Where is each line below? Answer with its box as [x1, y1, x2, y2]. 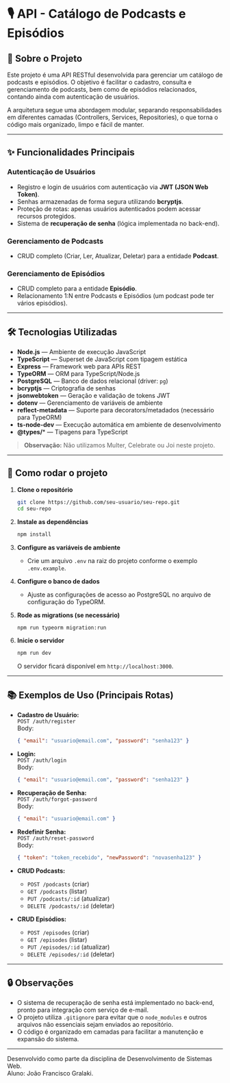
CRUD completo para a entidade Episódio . [16, 284, 137, 292]
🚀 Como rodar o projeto [7, 467, 108, 479]
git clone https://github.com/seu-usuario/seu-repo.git [16, 499, 180, 506]
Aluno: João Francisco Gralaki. [7, 1069, 94, 1078]
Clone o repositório [16, 485, 73, 494]
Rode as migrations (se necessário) [16, 611, 120, 619]
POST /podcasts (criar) [27, 880, 90, 888]
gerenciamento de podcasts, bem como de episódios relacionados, [7, 86, 197, 93]
